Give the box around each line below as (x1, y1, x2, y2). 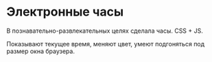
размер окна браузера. (6, 47, 75, 55)
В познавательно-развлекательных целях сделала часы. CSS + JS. (6, 27, 203, 35)
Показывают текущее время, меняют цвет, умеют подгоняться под (6, 40, 205, 48)
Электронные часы (6, 4, 124, 20)
